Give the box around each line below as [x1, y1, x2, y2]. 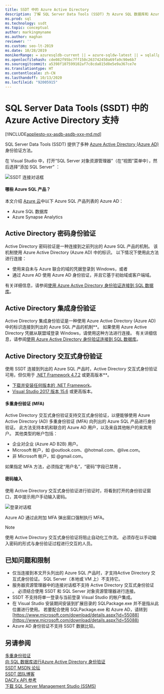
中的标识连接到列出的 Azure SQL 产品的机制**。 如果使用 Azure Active [5, 324, 147, 330]
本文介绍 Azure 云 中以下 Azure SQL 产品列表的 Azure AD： [5, 198, 123, 204]
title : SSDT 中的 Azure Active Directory [5, 7, 89, 12]
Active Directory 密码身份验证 [5, 229, 96, 238]
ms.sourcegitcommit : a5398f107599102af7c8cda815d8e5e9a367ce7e [5, 62, 137, 66]
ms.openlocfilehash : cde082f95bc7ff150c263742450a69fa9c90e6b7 [5, 57, 137, 62]
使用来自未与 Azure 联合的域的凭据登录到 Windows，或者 [12, 266, 128, 272]
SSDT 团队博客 [5, 671, 35, 677]
